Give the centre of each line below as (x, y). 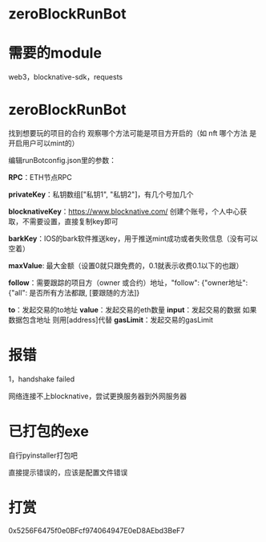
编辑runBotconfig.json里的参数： (62, 161)
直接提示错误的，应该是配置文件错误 (68, 472)
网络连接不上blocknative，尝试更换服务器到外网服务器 (97, 396)
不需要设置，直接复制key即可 (70, 222)
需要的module (55, 53)
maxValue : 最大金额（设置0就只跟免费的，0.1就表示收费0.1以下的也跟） (126, 266)
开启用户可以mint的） (44, 143)
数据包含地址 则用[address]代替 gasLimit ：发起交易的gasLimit (111, 320)
